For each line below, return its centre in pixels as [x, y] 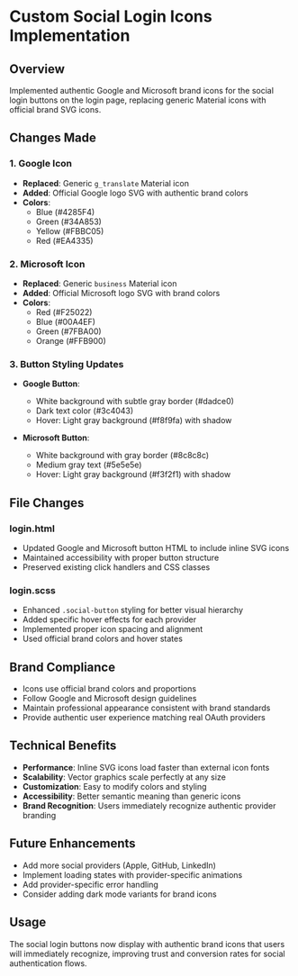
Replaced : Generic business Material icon [99, 283]
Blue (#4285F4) [65, 212]
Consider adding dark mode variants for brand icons [120, 894]
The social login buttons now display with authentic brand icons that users [147, 944]
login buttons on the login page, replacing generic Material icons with [138, 100]
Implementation [70, 36]
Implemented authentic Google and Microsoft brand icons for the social [142, 90]
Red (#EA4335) [64, 240]
